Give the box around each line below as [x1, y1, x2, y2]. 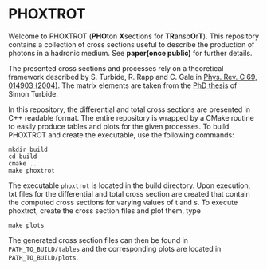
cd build [8, 153, 37, 161]
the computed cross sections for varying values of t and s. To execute [8, 197, 238, 207]
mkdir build [8, 145, 48, 153]
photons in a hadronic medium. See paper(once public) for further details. [8, 48, 253, 58]
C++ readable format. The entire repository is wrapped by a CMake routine [8, 113, 255, 122]
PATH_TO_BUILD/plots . [8, 252, 79, 262]
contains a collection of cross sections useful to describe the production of [8, 39, 255, 49]
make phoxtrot [8, 166, 56, 174]
